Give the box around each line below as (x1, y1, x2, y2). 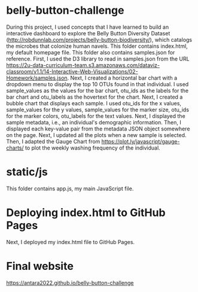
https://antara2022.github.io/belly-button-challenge (6, 279, 134, 286)
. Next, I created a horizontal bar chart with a (67, 74, 178, 81)
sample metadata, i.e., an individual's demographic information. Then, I (6, 118, 181, 126)
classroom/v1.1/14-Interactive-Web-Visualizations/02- (6, 68, 139, 75)
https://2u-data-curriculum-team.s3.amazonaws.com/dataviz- (6, 61, 160, 69)
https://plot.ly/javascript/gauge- (101, 138, 180, 145)
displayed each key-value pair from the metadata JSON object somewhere (6, 125, 190, 132)
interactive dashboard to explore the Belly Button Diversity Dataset (6, 29, 170, 36)
